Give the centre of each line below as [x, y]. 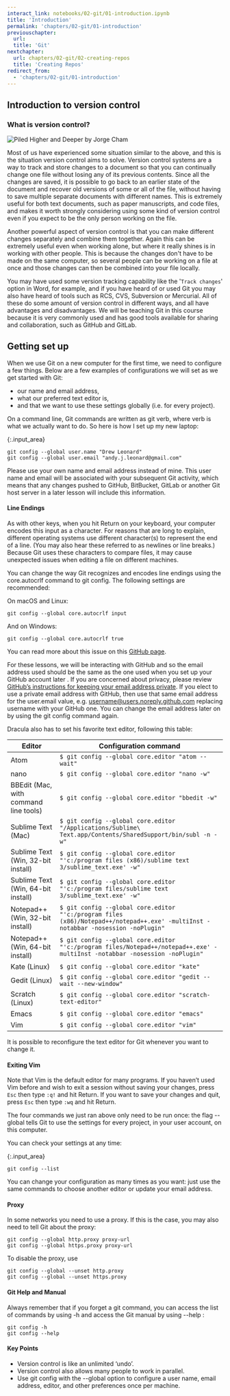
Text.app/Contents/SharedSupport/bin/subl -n [135, 835]
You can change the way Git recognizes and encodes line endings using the [114, 573]
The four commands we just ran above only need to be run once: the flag [110, 1116]
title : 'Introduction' [39, 20]
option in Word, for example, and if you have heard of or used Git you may [112, 289]
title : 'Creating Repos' [49, 64]
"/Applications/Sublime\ [100, 828]
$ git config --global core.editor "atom [128, 757]
